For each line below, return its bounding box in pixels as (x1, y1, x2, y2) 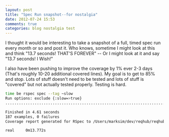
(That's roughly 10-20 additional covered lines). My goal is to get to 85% (5, 71, 155, 77)
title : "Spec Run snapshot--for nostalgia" (5, 12, 98, 17)
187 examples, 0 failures (5, 114, 59, 119)
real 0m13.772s (5, 128, 46, 133)
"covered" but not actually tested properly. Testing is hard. (5, 81, 127, 88)
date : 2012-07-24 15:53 (5, 17, 55, 22)
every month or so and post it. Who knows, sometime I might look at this (5, 45, 155, 51)
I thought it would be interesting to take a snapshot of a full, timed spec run (5, 40, 161, 46)
